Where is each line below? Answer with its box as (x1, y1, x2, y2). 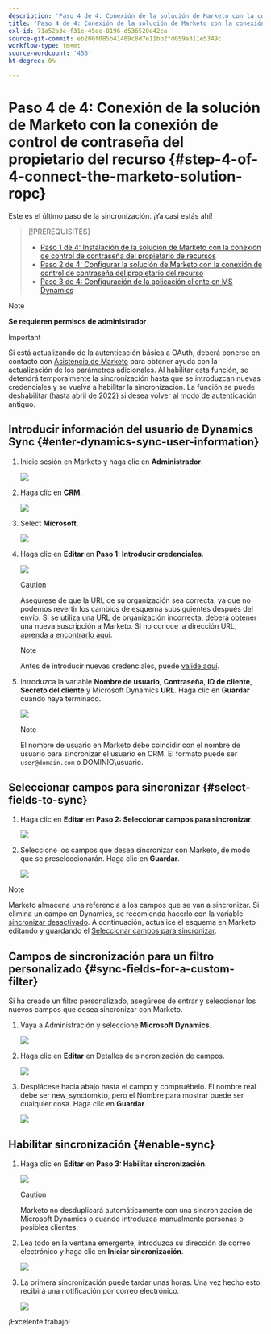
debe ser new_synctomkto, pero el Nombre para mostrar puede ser (19, 1090, 244, 1100)
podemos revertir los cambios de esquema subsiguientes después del (19, 604, 254, 613)
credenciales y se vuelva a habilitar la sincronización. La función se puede (8, 382, 256, 391)
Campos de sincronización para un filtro (8, 949, 215, 963)
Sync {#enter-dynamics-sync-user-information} (8, 435, 260, 449)
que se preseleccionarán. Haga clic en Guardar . (19, 854, 180, 864)
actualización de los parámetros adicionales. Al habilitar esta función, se (8, 365, 248, 374)
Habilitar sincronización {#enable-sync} (8, 1137, 215, 1151)
